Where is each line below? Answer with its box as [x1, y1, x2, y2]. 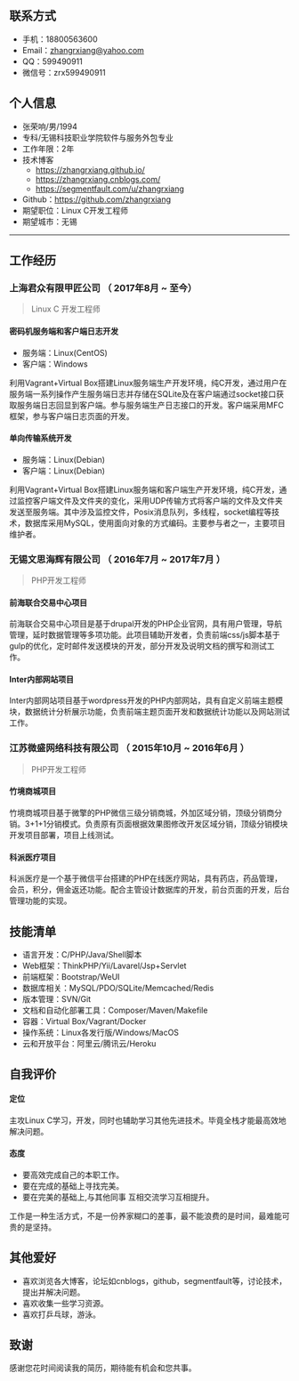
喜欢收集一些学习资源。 [21, 1297, 109, 1308]
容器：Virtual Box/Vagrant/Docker [21, 1015, 147, 1026]
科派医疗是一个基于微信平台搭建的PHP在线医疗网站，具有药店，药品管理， [9, 873, 283, 884]
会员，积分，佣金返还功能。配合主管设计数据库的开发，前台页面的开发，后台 [9, 884, 290, 895]
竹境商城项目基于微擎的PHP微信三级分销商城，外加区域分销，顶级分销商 [9, 807, 275, 818]
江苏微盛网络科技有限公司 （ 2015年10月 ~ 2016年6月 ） [9, 742, 250, 755]
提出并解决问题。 [21, 1287, 85, 1297]
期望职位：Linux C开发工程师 [21, 205, 129, 215]
